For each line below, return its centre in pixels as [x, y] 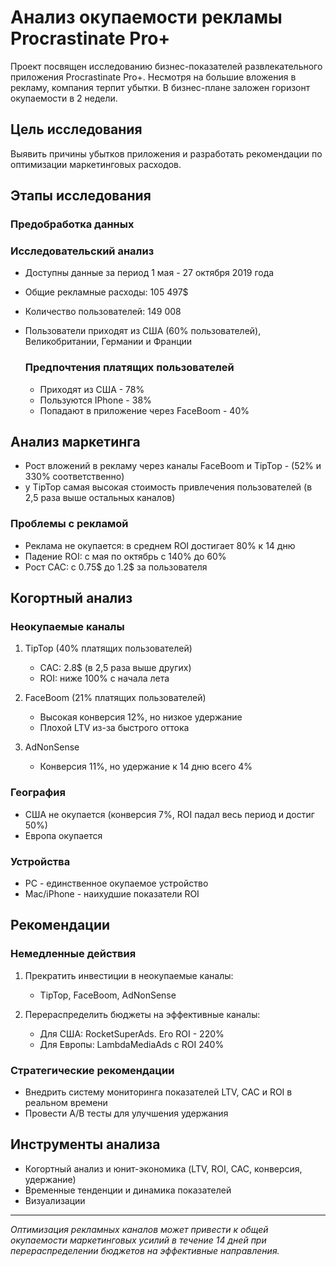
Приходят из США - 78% [92, 389]
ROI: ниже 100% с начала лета [104, 678]
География [38, 793]
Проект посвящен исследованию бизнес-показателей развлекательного [166, 66]
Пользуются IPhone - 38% [95, 400]
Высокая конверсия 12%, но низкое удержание [141, 717]
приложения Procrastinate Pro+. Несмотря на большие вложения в [153, 77]
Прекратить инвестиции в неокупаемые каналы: [129, 975]
